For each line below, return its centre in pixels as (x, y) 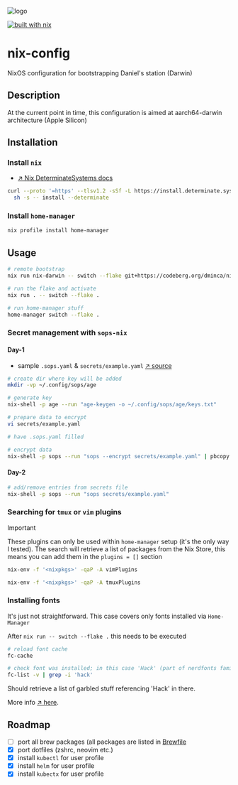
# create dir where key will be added (64, 379)
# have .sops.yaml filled (45, 437)
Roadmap (29, 725)
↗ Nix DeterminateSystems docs (65, 178)
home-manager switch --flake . (53, 315)
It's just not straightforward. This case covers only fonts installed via (107, 616)
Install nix (25, 163)
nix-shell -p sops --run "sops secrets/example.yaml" (89, 494)
